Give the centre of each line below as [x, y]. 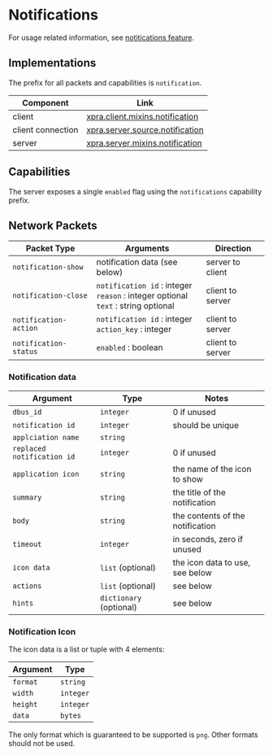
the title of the [199, 492]
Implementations [52, 63]
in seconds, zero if [208, 539]
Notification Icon [42, 631]
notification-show [48, 267]
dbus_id [27, 412]
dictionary [121, 598]
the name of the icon [212, 469]
